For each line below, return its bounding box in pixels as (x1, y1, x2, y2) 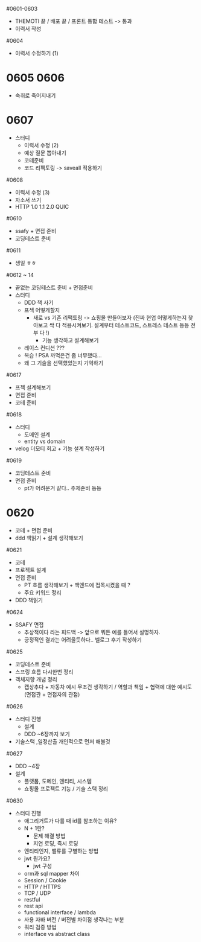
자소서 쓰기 (14, 196, 42, 203)
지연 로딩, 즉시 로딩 (33, 839, 78, 847)
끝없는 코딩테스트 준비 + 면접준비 (14, 284, 94, 291)
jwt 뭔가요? (24, 854, 51, 862)
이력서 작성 (14, 25, 42, 32)
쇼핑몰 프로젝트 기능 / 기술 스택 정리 (24, 784, 109, 792)
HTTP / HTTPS (24, 883, 62, 890)
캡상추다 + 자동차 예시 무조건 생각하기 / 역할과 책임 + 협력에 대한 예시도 (24, 683, 192, 690)
